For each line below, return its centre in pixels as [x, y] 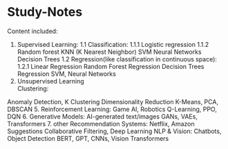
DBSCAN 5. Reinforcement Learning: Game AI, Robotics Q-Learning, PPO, [112, 109]
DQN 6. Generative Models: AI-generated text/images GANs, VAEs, [103, 116]
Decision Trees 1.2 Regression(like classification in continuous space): [117, 59]
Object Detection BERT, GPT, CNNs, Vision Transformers [88, 138]
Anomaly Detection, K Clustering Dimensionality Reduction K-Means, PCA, [113, 101]
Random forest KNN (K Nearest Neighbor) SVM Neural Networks [109, 52]
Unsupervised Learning [50, 81]
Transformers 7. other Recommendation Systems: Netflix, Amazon [101, 123]
